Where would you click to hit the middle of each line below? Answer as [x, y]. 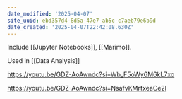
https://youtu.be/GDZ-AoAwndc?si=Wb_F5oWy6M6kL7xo [91, 74]
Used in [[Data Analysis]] [44, 61]
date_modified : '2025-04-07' [50, 14]
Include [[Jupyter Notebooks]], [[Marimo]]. [69, 47]
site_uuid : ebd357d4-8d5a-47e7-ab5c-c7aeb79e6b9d [82, 21]
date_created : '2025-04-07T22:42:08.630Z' [71, 27]
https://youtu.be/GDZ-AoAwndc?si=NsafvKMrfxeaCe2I [87, 88]
